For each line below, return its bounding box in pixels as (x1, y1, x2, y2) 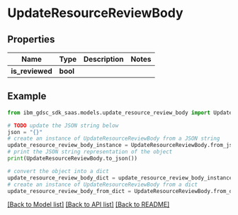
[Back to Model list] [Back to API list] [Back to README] (7, 200, 170, 209)
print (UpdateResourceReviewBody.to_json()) (7, 155, 138, 162)
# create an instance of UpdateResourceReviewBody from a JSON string (7, 135, 220, 143)
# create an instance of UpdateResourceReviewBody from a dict (7, 181, 198, 188)
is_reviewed (11, 66, 53, 76)
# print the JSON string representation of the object (7, 148, 173, 155)
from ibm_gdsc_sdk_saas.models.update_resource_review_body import (7, 109, 211, 116)
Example (7, 90, 47, 102)
